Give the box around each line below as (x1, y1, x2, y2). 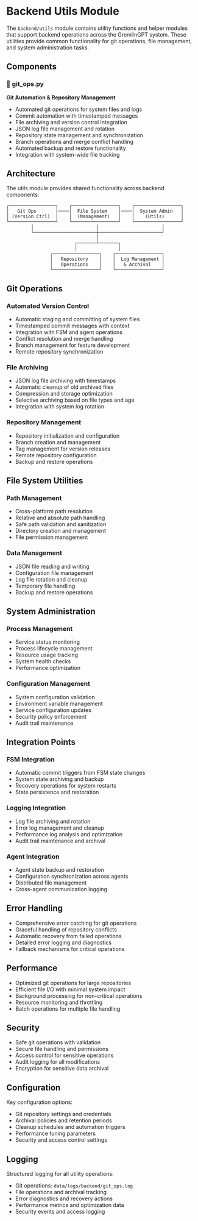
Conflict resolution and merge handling (15, 335, 113, 343)
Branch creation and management (15, 438, 101, 446)
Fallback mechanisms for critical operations (15, 945, 125, 952)
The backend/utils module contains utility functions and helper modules (6, 24, 188, 32)
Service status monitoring (15, 638, 80, 646)
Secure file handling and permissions (15, 1045, 108, 1053)
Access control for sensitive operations (15, 1052, 114, 1059)
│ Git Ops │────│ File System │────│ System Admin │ (6, 208, 184, 215)
